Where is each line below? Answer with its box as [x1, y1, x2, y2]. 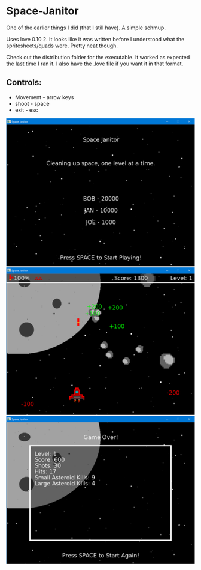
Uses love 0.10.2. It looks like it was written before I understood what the [6, 35, 185, 43]
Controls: [6, 77, 42, 88]
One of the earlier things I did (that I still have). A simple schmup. [6, 24, 166, 31]
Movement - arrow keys [14, 93, 74, 100]
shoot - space [14, 100, 50, 107]
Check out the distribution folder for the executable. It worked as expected [6, 53, 190, 61]
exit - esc [14, 106, 39, 114]
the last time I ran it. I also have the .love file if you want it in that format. [6, 60, 184, 67]
